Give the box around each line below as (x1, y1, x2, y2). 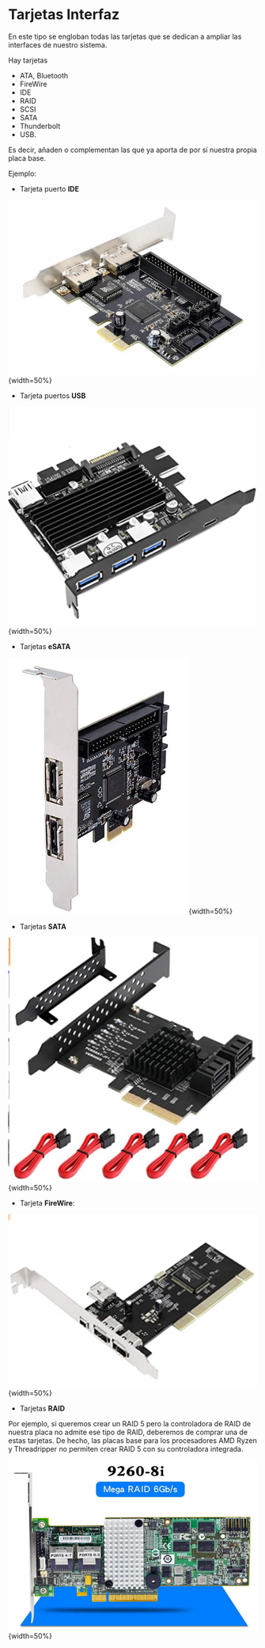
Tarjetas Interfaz (8, 6, 120, 24)
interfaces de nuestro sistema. (8, 40, 108, 49)
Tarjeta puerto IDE (19, 184, 79, 193)
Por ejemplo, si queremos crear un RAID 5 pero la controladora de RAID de (8, 1418, 252, 1428)
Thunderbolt (19, 121, 61, 131)
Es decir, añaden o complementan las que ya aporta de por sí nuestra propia (8, 145, 257, 154)
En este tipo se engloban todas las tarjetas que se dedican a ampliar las (8, 32, 242, 41)
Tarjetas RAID (19, 1403, 66, 1413)
